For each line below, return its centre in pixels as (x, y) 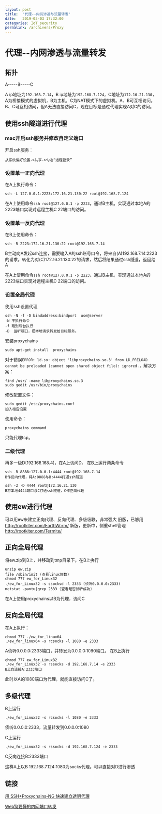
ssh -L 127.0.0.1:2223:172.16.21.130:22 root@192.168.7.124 (67, 194)
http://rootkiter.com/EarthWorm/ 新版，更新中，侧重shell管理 (66, 525)
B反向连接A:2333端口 (23, 670)
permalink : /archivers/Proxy (34, 28)
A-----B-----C (19, 84)
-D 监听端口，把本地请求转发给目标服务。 (42, 331)
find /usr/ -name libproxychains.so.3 (44, 381)
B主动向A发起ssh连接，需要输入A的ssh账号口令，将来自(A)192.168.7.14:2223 (81, 253)
